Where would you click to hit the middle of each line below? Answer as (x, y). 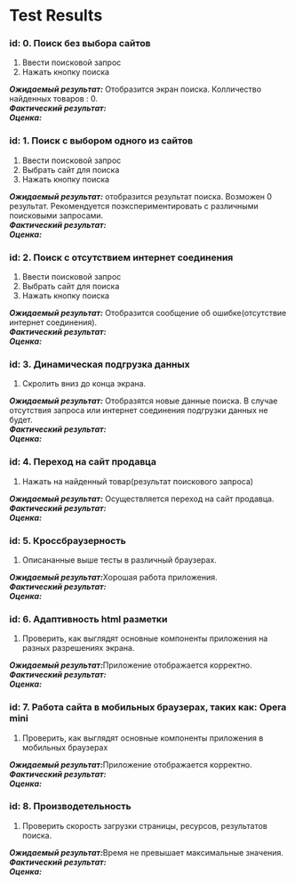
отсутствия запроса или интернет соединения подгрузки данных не (139, 410)
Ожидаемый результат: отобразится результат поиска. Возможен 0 (141, 196)
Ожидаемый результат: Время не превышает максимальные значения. (147, 852)
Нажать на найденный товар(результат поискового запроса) (138, 481)
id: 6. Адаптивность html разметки (88, 619)
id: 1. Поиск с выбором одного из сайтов (101, 141)
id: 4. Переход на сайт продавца (83, 462)
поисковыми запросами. (56, 215)
